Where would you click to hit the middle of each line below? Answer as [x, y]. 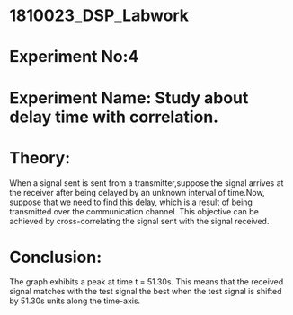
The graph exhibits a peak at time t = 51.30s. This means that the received [146, 282]
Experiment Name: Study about [129, 97]
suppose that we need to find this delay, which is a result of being [131, 202]
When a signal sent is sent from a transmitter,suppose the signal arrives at [146, 183]
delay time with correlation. [114, 117]
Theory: [40, 157]
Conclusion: [56, 257]
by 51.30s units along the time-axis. [75, 301]
